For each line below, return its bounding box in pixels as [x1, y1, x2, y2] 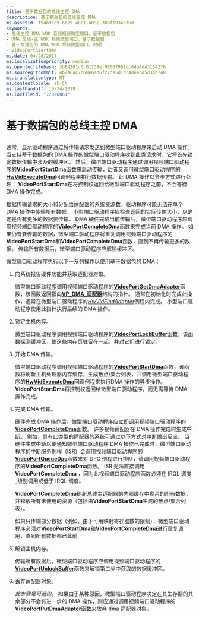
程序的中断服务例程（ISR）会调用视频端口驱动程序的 [14, 448, 143, 455]
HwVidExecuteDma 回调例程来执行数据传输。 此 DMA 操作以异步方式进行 [6, 173, 186, 180]
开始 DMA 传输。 [14, 351, 56, 358]
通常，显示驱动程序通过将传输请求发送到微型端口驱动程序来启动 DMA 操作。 [6, 144, 193, 151]
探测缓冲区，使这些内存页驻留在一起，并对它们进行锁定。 [20, 338, 161, 345]
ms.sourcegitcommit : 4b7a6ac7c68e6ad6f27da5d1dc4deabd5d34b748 [6, 69, 166, 75]
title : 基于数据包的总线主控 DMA [6, 8, 80, 15]
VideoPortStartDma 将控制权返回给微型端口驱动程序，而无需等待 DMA [14, 385, 188, 392]
